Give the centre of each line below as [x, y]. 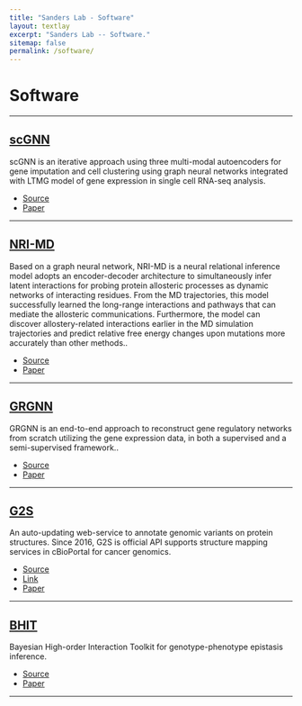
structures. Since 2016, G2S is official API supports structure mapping [138, 542]
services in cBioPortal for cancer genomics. [90, 552]
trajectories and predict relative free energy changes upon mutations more [147, 333]
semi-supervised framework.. [64, 448]
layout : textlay [40, 26]
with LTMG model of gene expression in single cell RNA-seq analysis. [138, 180]
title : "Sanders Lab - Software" [72, 18]
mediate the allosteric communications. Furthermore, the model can [135, 314]
